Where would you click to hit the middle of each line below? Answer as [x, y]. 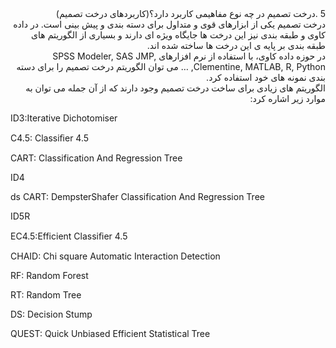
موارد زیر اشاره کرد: [287, 98]
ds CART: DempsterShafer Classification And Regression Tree [137, 196]
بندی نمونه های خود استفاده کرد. [266, 77]
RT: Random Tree [46, 295]
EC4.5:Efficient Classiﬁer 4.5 [69, 236]
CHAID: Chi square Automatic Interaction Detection [115, 256]
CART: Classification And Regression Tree [96, 158]
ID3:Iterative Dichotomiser [64, 118]
